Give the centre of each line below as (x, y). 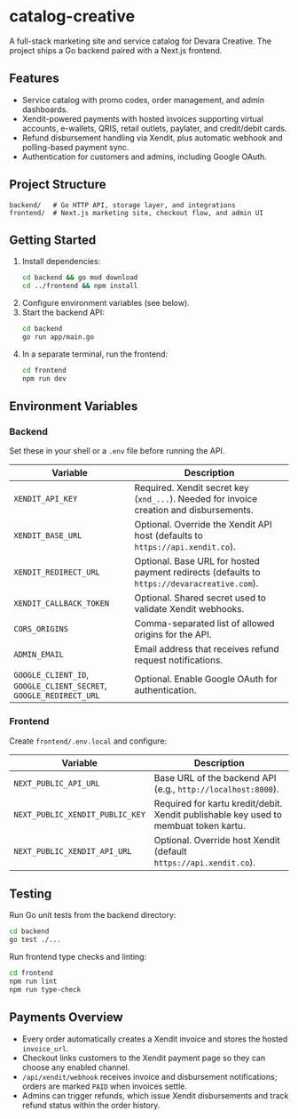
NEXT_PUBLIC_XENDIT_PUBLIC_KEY (80, 814)
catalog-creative (72, 16)
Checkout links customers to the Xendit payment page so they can (144, 1058)
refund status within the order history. (91, 1105)
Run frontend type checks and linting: (78, 957)
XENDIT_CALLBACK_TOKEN (61, 604)
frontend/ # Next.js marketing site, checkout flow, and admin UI (137, 213)
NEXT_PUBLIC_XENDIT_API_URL (73, 851)
